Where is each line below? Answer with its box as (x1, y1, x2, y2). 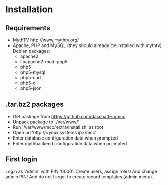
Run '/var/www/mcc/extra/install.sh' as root (12, 124, 104, 130)
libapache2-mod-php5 (20, 59, 68, 64)
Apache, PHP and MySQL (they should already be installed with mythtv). (12, 42, 163, 49)
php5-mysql (20, 69, 46, 75)
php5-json (20, 85, 42, 91)
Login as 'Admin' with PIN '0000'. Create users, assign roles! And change (5, 168, 157, 174)
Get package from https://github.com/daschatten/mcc (12, 113, 126, 119)
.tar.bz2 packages (5, 100, 64, 109)
